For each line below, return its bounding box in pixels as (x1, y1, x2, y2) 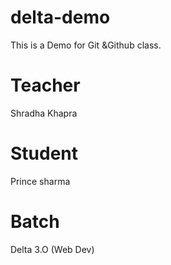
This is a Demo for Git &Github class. (10, 39, 162, 51)
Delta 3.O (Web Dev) (10, 243, 95, 255)
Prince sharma (10, 175, 71, 187)
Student (10, 142, 79, 165)
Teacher (10, 74, 81, 97)
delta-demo (10, 6, 111, 29)
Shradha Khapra (10, 107, 78, 119)
